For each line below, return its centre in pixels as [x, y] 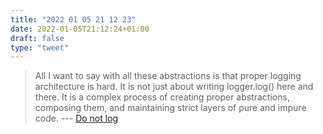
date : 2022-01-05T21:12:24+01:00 [80, 29]
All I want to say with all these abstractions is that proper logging [168, 76]
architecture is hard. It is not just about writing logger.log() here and [174, 87]
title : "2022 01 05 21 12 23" [73, 19]
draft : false [37, 38]
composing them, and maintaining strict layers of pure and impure [170, 108]
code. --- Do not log [76, 118]
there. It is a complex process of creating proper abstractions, [162, 97]
